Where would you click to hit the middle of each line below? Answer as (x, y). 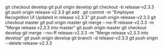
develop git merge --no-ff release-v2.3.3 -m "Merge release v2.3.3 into (77, 33)
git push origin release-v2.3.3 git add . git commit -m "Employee (70, 12)
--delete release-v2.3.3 (29, 43)
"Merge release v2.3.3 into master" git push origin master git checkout (76, 28)
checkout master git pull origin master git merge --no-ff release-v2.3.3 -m (80, 22)
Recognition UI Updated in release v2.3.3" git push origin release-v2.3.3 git (81, 17)
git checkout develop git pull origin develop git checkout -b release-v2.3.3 (80, 7)
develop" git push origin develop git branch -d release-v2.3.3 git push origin (82, 38)
